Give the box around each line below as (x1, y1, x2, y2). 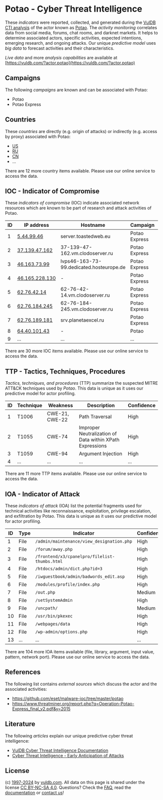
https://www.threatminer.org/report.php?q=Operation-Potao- (12, 700, 134, 706)
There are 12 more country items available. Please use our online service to (5, 168, 155, 173)
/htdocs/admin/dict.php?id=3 (35, 566, 103, 571)
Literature (5, 720, 35, 728)
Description (87, 402, 115, 409)
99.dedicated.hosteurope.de (60, 264, 126, 271)
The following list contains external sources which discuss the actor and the (5, 681, 157, 687)
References (5, 668, 41, 676)
